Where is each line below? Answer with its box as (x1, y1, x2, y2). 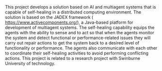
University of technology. (5, 60, 56, 66)
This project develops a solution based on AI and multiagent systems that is (5, 4, 156, 10)
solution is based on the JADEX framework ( (5, 14, 94, 20)
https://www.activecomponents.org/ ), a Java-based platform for (5, 19, 133, 25)
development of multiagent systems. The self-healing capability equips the (5, 25, 155, 30)
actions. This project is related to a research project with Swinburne (5, 56, 141, 61)
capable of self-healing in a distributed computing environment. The (5, 9, 142, 15)
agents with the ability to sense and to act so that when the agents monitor (5, 30, 154, 35)
